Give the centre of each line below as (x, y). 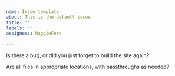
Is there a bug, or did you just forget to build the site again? (78, 55)
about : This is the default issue (49, 17)
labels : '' (19, 28)
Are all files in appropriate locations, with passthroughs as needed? (88, 67)
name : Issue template (33, 11)
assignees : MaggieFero (34, 34)
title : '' (18, 22)
